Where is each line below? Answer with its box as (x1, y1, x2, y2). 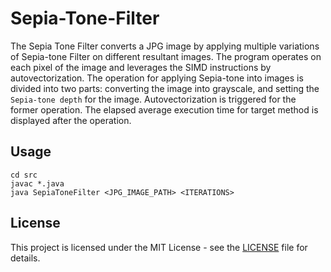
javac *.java (10, 178, 65, 189)
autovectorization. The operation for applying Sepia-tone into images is (10, 72, 304, 84)
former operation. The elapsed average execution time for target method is (10, 103, 319, 116)
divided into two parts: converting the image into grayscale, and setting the (10, 82, 320, 94)
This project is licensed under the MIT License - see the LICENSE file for (10, 241, 308, 253)
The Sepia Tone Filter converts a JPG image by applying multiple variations (10, 40, 320, 52)
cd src (10, 170, 38, 180)
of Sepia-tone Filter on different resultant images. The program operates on (10, 50, 322, 62)
